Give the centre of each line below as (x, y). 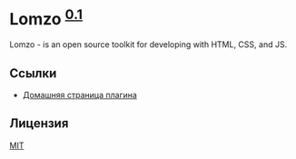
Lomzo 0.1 (46, 18)
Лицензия (39, 124)
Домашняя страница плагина (80, 95)
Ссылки (33, 73)
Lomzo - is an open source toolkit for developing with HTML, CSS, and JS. (148, 45)
